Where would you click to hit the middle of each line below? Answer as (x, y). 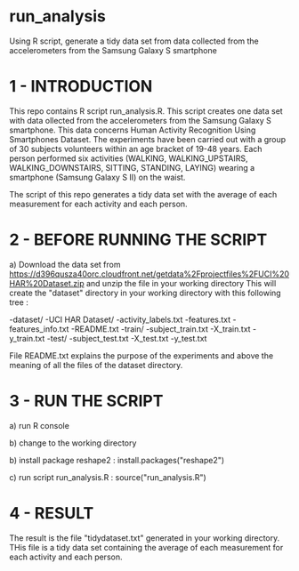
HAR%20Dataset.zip (47, 283)
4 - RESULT (52, 513)
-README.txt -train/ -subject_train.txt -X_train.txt (161, 329)
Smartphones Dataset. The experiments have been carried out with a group (148, 139)
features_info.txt (39, 329)
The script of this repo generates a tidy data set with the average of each (143, 194)
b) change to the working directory (73, 443)
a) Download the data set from (65, 264)
